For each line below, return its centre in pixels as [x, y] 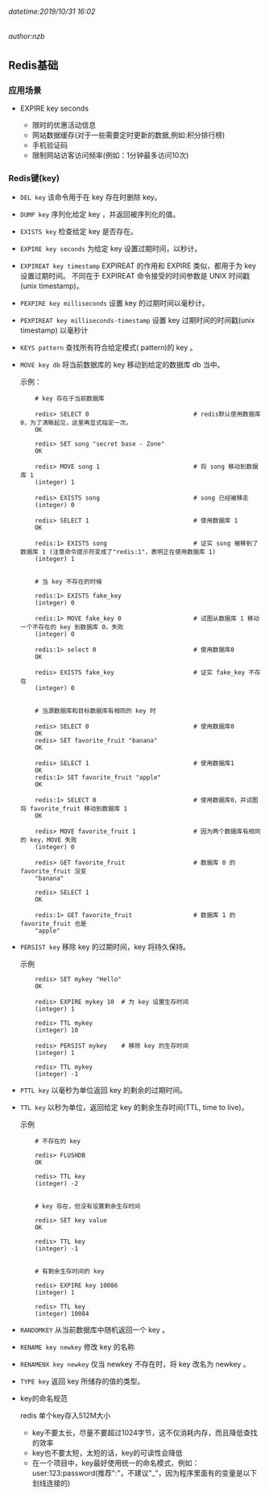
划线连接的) [51, 1483]
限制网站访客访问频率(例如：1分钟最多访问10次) [110, 155]
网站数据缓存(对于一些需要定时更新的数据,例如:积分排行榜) [128, 135]
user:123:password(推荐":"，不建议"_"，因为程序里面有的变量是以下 [145, 1473]
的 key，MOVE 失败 [48, 840]
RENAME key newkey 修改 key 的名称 [77, 1347]
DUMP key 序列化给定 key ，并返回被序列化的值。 [100, 215]
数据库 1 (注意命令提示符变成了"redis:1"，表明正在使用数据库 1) [118, 552]
